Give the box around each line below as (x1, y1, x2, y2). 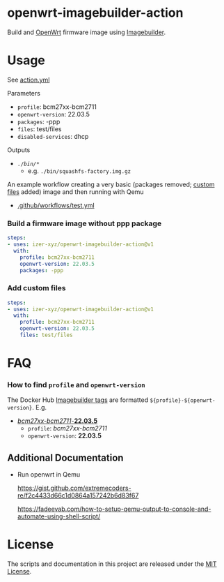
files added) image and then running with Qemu (7, 187, 144, 196)
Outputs (7, 145, 31, 154)
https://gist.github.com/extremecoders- (17, 484, 131, 493)
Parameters (7, 89, 40, 97)
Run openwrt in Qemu (17, 470, 81, 479)
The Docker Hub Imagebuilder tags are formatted (7, 396, 149, 404)
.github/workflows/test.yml (17, 201, 95, 209)
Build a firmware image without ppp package (7, 218, 162, 228)
